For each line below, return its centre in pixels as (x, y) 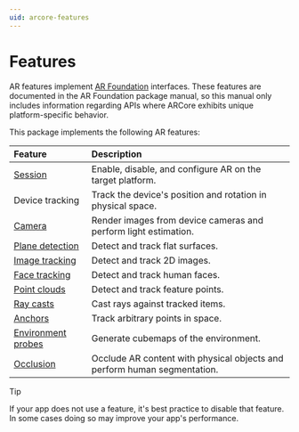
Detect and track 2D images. (151, 260)
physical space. (124, 206)
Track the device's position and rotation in (179, 194)
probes (28, 344)
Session (30, 175)
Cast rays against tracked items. (158, 304)
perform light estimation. (142, 231)
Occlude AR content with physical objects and (187, 358)
